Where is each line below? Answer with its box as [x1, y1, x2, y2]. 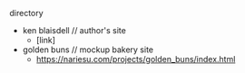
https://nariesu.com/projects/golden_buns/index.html [35, 54, 236, 64]
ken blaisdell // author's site [22, 25, 127, 35]
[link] [35, 35, 56, 45]
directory [9, 8, 44, 18]
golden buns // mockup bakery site [22, 44, 154, 55]
